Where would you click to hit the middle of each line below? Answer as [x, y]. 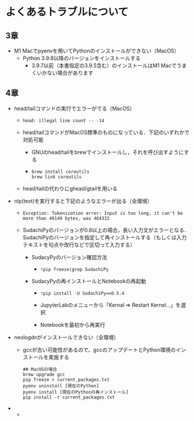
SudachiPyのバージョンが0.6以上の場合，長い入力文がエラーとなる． [106, 230]
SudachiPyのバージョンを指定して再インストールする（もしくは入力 [105, 237]
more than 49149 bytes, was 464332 [66, 218]
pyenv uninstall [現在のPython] [61, 386]
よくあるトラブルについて [67, 12]
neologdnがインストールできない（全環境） [66, 337]
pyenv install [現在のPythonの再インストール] [76, 392]
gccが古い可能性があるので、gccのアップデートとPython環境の [99, 350]
